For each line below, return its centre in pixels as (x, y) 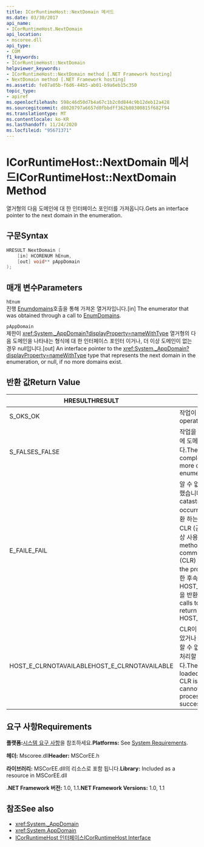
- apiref (17, 97)
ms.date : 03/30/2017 (32, 18)
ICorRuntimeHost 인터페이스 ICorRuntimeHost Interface (83, 837)
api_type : (19, 46)
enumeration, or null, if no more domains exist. (64, 362)
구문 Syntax (27, 236)
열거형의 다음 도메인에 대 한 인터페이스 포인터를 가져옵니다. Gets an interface (97, 208)
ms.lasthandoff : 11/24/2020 (42, 125)
